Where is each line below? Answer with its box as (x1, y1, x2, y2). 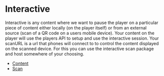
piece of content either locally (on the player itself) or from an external (5, 25, 147, 30)
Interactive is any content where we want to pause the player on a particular (5, 20, 159, 25)
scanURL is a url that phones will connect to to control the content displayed (5, 40, 159, 46)
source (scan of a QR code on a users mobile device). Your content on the (5, 30, 155, 36)
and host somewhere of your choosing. (5, 51, 84, 57)
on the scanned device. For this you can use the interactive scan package (5, 46, 154, 51)
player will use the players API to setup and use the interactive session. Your (5, 35, 159, 41)
